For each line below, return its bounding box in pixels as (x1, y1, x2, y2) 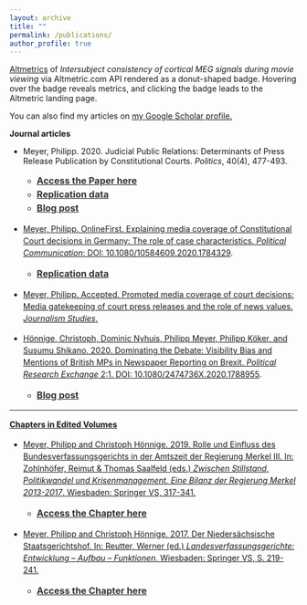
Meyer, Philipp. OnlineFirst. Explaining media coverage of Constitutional (22, 224, 292, 235)
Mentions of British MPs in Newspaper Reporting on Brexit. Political (22, 357, 277, 368)
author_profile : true (9, 38, 92, 48)
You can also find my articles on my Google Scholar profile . (9, 110, 233, 121)
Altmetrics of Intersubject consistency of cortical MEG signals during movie (9, 64, 294, 75)
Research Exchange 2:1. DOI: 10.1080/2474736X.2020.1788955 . (22, 369, 262, 380)
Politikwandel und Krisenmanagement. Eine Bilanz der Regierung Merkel (22, 475, 296, 486)
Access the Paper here (36, 174, 137, 187)
